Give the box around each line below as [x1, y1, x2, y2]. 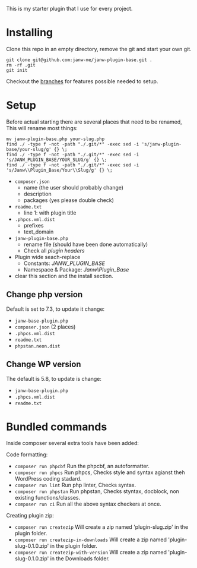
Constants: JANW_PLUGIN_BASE [23, 260, 106, 267]
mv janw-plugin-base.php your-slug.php [6, 136, 105, 142]
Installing [6, 26, 53, 39]
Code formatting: [6, 451, 48, 458]
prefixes [23, 222, 44, 229]
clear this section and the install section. [14, 272, 114, 279]
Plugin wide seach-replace [14, 253, 81, 260]
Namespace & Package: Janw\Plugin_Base [23, 266, 129, 273]
